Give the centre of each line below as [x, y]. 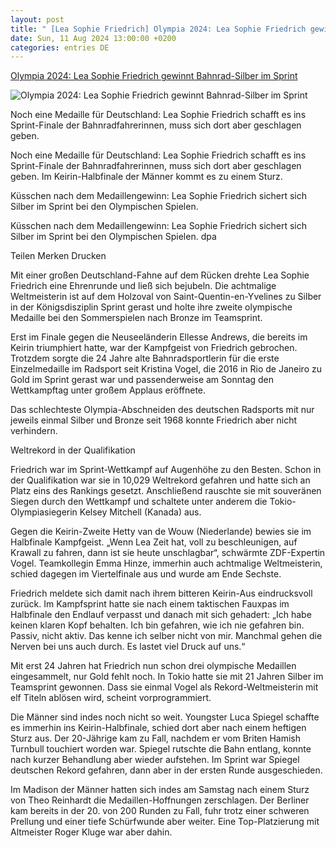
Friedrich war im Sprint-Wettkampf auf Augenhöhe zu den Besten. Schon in [166, 470]
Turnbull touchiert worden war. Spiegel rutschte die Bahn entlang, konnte [161, 749]
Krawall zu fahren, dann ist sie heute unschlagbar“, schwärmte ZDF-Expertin [168, 553]
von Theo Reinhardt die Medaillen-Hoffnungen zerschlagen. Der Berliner [160, 800]
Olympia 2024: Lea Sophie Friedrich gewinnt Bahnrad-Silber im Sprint [154, 76]
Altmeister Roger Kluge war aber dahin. [91, 832]
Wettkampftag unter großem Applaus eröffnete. [108, 390]
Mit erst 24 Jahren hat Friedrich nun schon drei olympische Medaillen [153, 666]
